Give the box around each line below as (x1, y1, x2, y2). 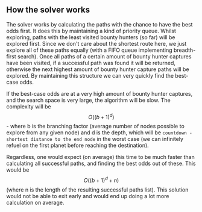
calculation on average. (6, 199, 65, 207)
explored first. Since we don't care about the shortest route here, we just (6, 40, 187, 47)
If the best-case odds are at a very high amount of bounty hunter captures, (6, 90, 193, 97)
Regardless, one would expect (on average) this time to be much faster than (6, 154, 195, 161)
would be (6, 166, 30, 173)
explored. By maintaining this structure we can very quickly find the (6, 72, 174, 79)
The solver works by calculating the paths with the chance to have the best (6, 20, 193, 28)
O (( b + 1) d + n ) (83, 176, 119, 184)
